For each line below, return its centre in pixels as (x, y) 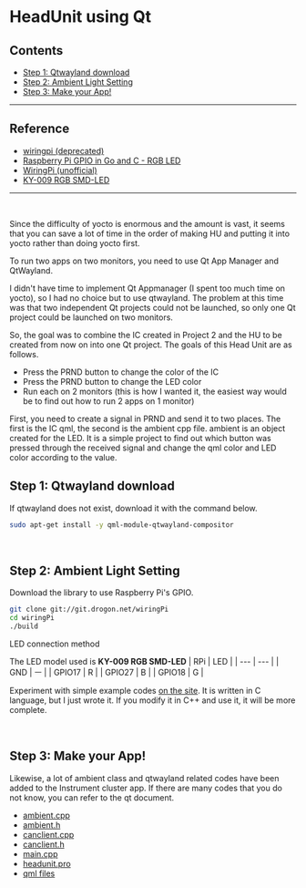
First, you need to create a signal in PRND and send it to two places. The (145, 418)
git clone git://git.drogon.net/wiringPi (89, 609)
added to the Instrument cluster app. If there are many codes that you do (146, 788)
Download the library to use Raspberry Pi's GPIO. (102, 593)
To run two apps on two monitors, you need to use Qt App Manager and (144, 261)
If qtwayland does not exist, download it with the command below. (133, 508)
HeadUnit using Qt (81, 17)
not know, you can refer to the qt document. (92, 797)
